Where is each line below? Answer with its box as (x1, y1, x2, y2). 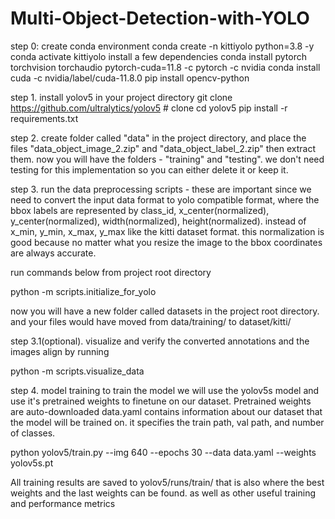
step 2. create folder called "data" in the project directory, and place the (10, 132, 307, 144)
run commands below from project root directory (10, 266, 212, 278)
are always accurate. (10, 247, 97, 259)
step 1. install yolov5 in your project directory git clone (10, 91, 233, 103)
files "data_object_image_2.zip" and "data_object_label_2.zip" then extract (10, 142, 317, 154)
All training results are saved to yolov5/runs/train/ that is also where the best (10, 476, 325, 488)
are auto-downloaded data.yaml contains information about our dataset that (10, 405, 323, 417)
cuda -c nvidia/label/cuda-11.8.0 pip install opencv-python (10, 72, 250, 84)
